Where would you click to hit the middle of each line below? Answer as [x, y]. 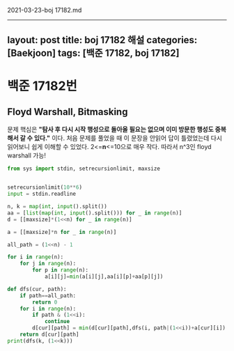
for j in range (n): [48, 264]
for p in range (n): [61, 270]
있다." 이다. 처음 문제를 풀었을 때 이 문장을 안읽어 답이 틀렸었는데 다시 [128, 138]
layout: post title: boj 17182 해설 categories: [102, 40]
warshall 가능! [27, 155]
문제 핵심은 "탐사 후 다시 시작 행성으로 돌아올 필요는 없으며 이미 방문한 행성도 [110, 130]
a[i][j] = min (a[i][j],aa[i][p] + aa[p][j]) [104, 277]
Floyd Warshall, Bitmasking [68, 112]
